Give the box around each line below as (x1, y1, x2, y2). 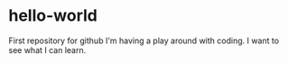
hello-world (8, 5, 98, 26)
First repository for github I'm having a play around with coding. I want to (8, 35, 280, 46)
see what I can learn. (8, 44, 87, 55)
